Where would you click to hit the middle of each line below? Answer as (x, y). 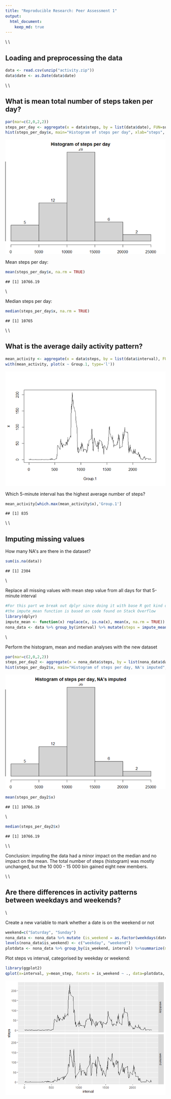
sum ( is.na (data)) (24, 561)
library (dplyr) (21, 616)
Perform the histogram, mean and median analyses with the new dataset (81, 647)
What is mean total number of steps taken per (79, 102)
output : (13, 16)
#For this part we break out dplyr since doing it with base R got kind (84, 606)
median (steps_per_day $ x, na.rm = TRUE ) (48, 311)
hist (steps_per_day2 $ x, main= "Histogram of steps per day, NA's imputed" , (86, 668)
